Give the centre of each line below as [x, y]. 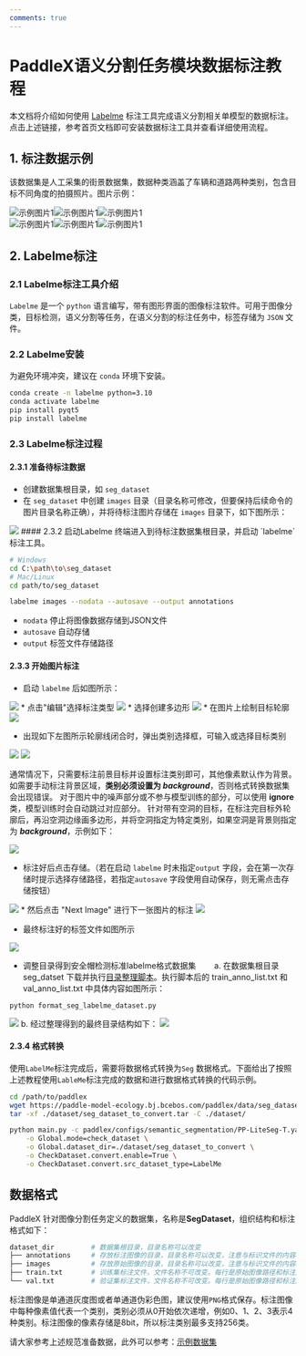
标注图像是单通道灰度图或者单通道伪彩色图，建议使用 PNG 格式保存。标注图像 [151, 1299]
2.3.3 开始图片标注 [45, 666]
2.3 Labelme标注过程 [56, 443]
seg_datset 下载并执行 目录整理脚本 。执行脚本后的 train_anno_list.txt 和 [155, 977]
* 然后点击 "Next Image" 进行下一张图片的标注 [107, 909]
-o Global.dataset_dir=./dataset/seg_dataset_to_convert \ [140, 1147]
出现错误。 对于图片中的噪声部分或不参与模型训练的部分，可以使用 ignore [155, 797]
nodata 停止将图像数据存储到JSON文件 [95, 620]
